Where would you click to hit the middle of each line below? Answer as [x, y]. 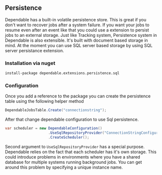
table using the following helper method [45, 101]
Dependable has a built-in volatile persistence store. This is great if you [76, 19]
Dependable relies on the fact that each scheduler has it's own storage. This [81, 152]
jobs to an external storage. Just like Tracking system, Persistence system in [81, 35]
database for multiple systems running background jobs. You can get [74, 162]
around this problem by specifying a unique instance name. [64, 167]
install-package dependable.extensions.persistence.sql [62, 73]
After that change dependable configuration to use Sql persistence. [72, 119]
